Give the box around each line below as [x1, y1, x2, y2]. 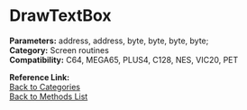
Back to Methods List [9, 91, 88, 102]
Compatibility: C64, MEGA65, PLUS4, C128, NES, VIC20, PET [9, 54, 239, 65]
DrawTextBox [9, 5, 112, 26]
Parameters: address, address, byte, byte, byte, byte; [9, 35, 209, 46]
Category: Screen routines [9, 44, 110, 55]
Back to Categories [9, 81, 81, 92]
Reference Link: [9, 71, 70, 82]
